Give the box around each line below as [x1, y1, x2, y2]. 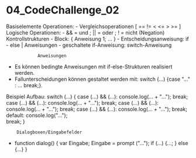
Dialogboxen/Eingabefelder [16, 129, 82, 135]
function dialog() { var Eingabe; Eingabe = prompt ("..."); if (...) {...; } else [14, 139, 188, 146]
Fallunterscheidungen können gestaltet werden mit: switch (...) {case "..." [14, 75, 190, 83]
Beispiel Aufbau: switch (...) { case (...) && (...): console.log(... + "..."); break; [6, 93, 188, 100]
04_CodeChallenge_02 [6, 4, 119, 17]
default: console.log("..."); [6, 112, 68, 119]
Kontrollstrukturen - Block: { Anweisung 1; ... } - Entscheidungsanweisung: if [6, 35, 189, 42]
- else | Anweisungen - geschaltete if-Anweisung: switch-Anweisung [6, 42, 172, 49]
